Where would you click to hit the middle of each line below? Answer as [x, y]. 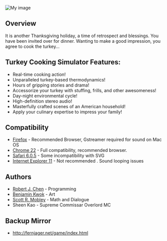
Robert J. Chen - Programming [44, 189]
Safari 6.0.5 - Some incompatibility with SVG [58, 155]
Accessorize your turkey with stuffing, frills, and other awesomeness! [85, 90]
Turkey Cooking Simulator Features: [63, 62]
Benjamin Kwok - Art [34, 194]
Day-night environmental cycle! [45, 96]
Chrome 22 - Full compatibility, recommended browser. [70, 150]
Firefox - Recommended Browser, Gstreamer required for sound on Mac [87, 140]
